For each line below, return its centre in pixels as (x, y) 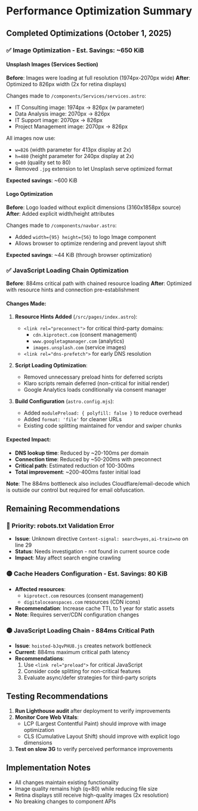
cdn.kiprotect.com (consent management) (85, 335)
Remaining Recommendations (63, 509)
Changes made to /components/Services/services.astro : (76, 96)
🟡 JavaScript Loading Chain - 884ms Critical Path (81, 630)
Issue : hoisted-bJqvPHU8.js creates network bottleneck (83, 646)
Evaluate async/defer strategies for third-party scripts (90, 677)
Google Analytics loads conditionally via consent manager (95, 390)
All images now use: (31, 138)
